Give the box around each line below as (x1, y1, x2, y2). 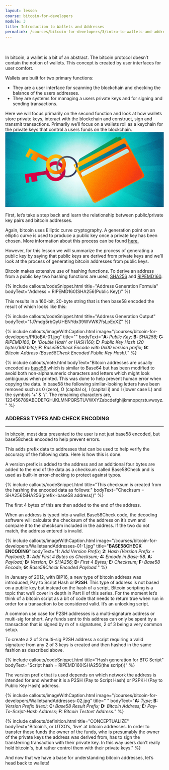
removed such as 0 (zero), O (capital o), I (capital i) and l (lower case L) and (5, 386, 162, 392)
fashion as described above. (5, 647, 64, 653)
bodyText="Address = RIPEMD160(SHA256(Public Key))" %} (5, 288, 131, 294)
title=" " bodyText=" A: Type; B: (93, 698, 158, 704)
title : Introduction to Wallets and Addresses (5, 24, 105, 29)
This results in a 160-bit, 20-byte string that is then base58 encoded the (5, 298, 154, 304)
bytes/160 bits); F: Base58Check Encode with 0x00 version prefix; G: (5, 344, 149, 350)
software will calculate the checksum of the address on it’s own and (5, 517, 146, 523)
